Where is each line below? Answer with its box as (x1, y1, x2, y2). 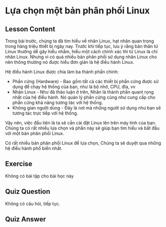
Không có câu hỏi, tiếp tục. (5, 201, 60, 207)
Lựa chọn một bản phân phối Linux (5, 5, 150, 16)
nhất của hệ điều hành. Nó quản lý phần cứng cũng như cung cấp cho (12, 95, 156, 100)
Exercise (5, 160, 33, 168)
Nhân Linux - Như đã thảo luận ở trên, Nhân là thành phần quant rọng (12, 89, 154, 95)
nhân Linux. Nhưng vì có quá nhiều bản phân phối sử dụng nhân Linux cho (5, 54, 157, 60)
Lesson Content (5, 25, 55, 33)
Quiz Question (5, 187, 51, 196)
